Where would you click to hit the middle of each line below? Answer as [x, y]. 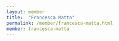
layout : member [26, 12]
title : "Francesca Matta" [41, 17]
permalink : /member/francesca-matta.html [60, 23]
